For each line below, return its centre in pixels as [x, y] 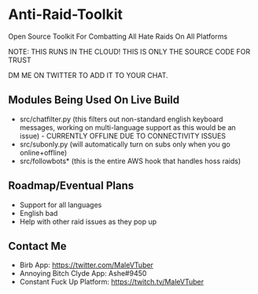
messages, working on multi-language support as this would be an [127, 127]
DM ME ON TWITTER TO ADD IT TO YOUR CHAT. [88, 75]
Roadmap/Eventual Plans [71, 186]
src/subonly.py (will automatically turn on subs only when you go [125, 144]
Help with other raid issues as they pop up [88, 221]
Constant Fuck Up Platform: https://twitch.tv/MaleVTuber [112, 282]
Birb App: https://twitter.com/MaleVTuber [86, 265]
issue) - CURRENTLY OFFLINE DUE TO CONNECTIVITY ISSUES [123, 136]
